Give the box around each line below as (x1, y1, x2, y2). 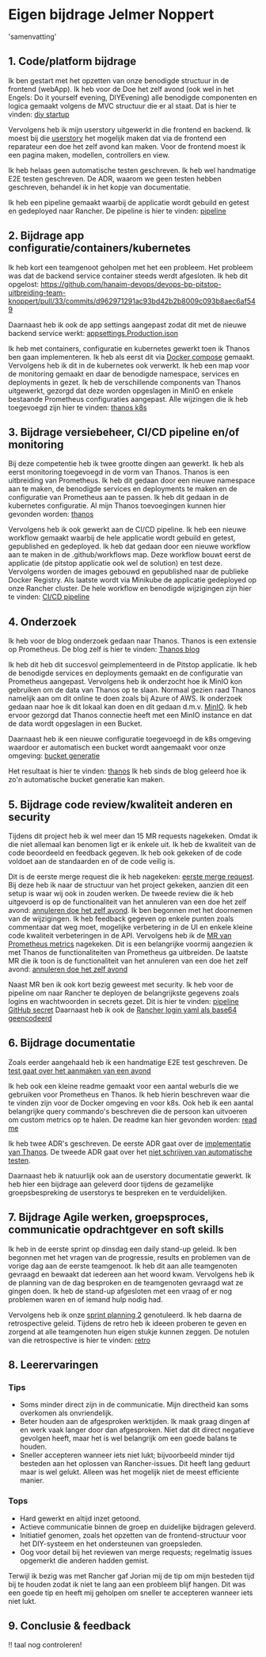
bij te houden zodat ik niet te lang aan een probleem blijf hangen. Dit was (8, 1579, 246, 1589)
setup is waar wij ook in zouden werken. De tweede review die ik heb (8, 889, 234, 898)
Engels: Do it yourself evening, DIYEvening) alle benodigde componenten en (8, 93, 257, 102)
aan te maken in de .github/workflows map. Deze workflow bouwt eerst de (8, 550, 252, 559)
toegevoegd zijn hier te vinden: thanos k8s (8, 403, 147, 412)
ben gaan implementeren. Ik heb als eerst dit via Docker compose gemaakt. (8, 352, 255, 361)
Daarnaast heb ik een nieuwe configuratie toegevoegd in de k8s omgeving (8, 735, 252, 744)
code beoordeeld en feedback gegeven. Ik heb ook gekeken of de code (8, 848, 242, 857)
